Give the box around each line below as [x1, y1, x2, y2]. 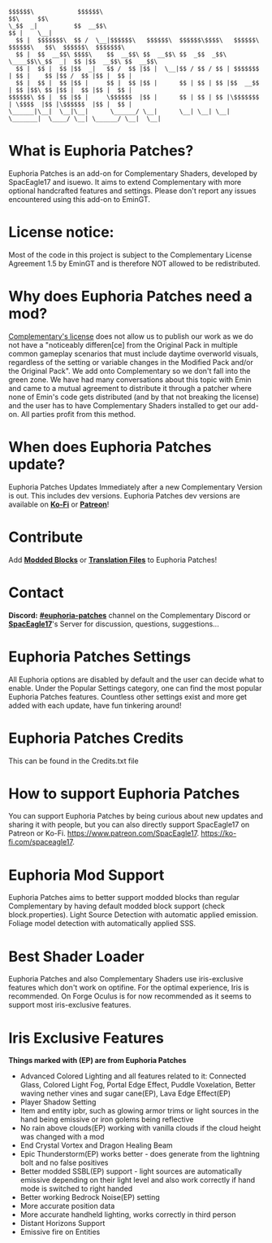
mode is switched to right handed [19, 1184, 133, 1193]
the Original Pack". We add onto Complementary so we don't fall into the [8, 366, 251, 376]
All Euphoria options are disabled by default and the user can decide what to [8, 674, 265, 684]
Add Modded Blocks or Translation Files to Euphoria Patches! [8, 555, 218, 564]
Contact [8, 583, 64, 602]
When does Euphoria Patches [8, 438, 213, 456]
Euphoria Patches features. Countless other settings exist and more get [8, 692, 248, 701]
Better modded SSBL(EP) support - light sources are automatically [19, 1166, 242, 1176]
